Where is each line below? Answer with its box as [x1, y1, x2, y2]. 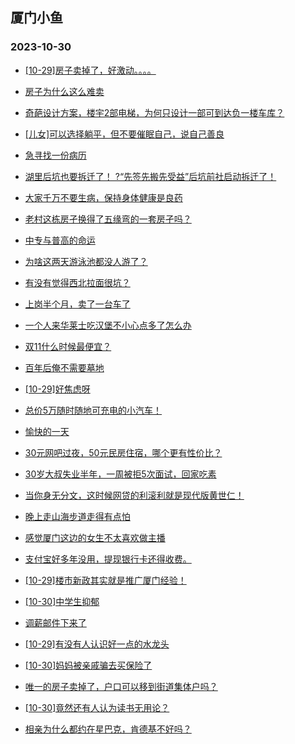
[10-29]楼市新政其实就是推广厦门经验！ [24, 574, 187, 586]
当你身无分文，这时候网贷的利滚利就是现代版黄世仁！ [24, 489, 245, 501]
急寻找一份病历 [24, 149, 87, 161]
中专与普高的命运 [24, 234, 96, 246]
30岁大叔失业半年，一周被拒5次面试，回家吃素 [24, 468, 217, 480]
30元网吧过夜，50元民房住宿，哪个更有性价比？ [24, 446, 223, 458]
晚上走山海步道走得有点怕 [24, 510, 131, 522]
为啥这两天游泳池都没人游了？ [24, 255, 148, 267]
